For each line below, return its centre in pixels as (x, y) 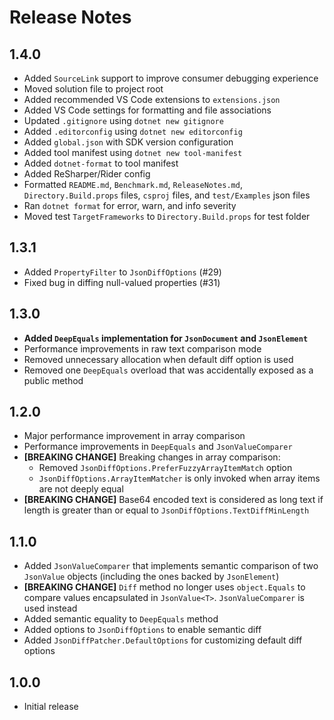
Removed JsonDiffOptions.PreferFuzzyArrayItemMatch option (165, 468)
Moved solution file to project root (93, 89)
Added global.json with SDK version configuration (128, 142)
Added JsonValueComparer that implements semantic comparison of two (171, 566)
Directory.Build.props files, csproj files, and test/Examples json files (167, 195)
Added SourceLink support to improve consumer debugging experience (171, 78)
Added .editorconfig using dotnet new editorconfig (133, 131)
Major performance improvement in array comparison (134, 436)
